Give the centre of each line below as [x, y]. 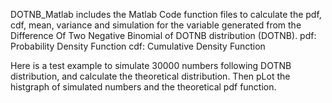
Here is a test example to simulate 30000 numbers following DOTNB [151, 65]
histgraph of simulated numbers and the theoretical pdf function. [143, 87]
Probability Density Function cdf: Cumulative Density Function [138, 46]
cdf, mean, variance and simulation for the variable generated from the [156, 25]
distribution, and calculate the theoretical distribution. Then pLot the [150, 76]
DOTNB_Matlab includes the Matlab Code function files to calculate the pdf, [166, 14]
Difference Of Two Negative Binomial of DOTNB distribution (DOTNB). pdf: [163, 35]
